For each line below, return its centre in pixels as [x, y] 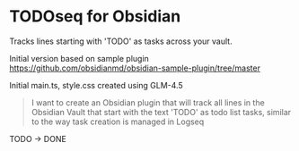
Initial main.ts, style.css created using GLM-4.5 [97, 85]
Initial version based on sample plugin [79, 58]
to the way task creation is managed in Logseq [118, 122]
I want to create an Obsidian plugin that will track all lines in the [148, 102]
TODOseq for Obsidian [95, 17]
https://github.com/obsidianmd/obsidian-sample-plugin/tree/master [135, 68]
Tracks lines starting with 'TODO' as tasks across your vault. [121, 41]
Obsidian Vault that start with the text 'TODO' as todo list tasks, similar [161, 112]
